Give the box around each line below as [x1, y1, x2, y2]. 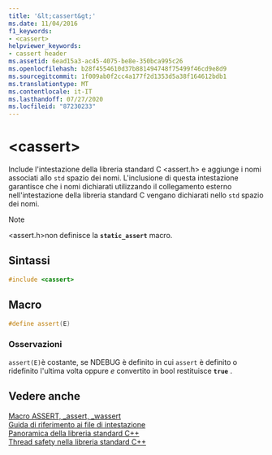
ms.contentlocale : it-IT [8, 87, 93, 96]
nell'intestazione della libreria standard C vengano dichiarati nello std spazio [8, 190, 264, 200]
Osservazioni [8, 339, 63, 350]
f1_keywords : [8, 27, 53, 35]
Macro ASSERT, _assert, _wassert [8, 411, 122, 421]
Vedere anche [8, 389, 81, 403]
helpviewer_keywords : [8, 42, 82, 50]
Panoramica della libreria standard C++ [8, 428, 140, 438]
